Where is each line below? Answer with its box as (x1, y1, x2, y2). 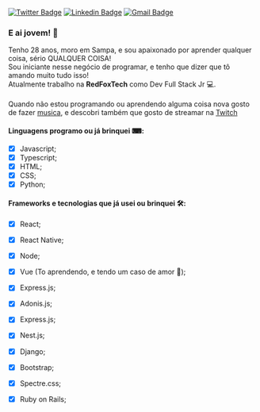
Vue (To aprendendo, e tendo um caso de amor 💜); (19, 267, 186, 277)
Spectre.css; (19, 378, 62, 388)
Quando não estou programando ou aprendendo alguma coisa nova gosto (8, 99, 250, 109)
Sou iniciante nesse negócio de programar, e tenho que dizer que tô (8, 62, 231, 71)
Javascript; (19, 144, 57, 153)
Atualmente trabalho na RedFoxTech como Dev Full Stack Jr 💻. (8, 79, 216, 89)
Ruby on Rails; (19, 394, 67, 404)
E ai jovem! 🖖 (8, 27, 59, 38)
